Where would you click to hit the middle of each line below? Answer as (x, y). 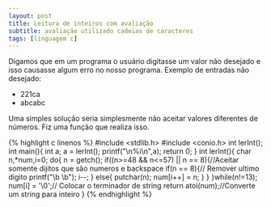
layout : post (30, 16)
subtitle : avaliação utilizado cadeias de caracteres (101, 31)
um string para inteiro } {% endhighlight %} (80, 194)
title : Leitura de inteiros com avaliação (81, 23)
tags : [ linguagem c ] (43, 38)
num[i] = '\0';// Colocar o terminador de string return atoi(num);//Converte (132, 186)
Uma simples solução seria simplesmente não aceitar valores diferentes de (133, 119)
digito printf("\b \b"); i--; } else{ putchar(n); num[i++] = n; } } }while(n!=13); (133, 177)
